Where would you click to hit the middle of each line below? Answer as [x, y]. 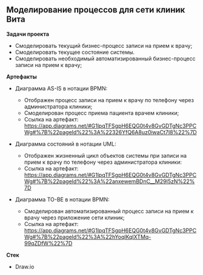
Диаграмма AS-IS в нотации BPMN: [61, 88]
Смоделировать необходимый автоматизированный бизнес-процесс [105, 58]
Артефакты [22, 76]
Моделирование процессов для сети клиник [96, 10]
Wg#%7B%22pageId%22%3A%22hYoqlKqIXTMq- [88, 237]
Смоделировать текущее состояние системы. [75, 52]
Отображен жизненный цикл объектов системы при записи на [105, 155]
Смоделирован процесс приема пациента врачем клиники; [101, 113]
